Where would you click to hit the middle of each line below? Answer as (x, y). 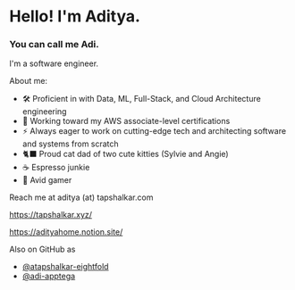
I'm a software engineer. (54, 63)
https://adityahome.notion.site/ (66, 232)
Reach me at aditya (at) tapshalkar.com (81, 197)
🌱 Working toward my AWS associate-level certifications (126, 121)
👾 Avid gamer (47, 180)
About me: (28, 81)
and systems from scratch (70, 144)
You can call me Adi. (55, 45)
